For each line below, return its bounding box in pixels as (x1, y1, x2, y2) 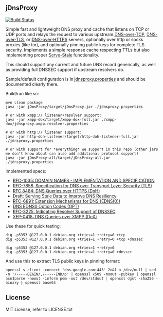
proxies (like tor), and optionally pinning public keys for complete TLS (5, 41, 145, 48)
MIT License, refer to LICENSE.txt (5, 306, 73, 312)
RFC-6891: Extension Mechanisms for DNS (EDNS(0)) (12, 198, 121, 204)
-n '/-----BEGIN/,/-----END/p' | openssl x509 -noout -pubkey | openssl (5, 272, 156, 277)
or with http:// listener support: (10, 130, 82, 135)
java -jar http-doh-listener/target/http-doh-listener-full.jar (5, 134, 139, 139)
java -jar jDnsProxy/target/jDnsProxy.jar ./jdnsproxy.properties (5, 104, 143, 109)
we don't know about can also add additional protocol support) (5, 151, 139, 156)
